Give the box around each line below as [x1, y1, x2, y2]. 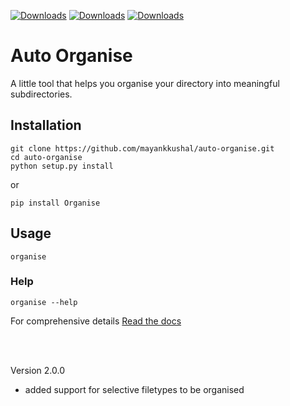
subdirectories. [10, 88, 73, 100]
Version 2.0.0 [10, 364, 65, 376]
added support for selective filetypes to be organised [24, 383, 245, 395]
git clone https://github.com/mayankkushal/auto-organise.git [10, 143, 275, 154]
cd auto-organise [10, 152, 83, 162]
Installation [10, 117, 82, 134]
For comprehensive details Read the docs [10, 315, 182, 327]
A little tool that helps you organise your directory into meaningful [10, 77, 280, 89]
